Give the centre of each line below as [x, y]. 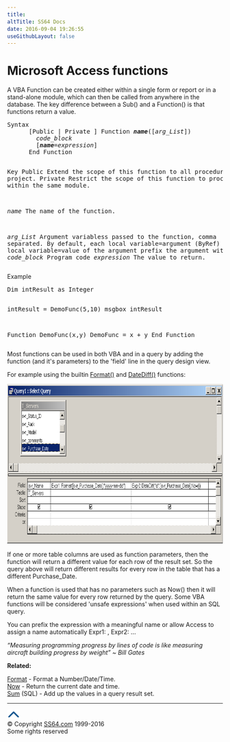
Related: [20, 666]
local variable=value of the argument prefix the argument [108, 251]
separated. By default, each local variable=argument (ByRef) [114, 244]
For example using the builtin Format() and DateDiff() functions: [97, 375]
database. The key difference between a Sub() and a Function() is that [106, 104]
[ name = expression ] [67, 145]
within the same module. [49, 186]
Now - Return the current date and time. [63, 687]
